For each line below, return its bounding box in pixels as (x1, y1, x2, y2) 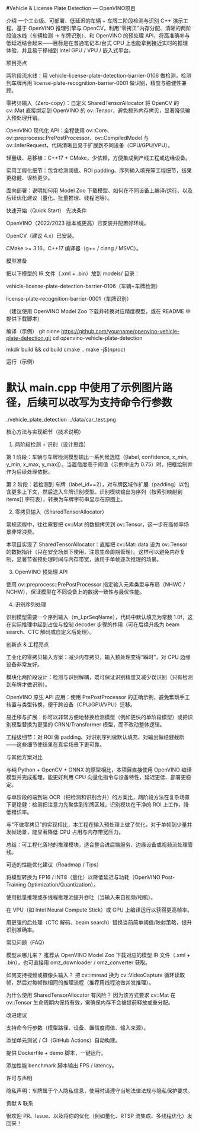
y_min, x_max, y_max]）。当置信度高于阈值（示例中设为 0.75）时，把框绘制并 (6, 461, 193, 468)
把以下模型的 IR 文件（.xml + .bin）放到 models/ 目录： (6, 270, 140, 277)
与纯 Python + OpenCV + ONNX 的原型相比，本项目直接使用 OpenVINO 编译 (6, 766, 192, 773)
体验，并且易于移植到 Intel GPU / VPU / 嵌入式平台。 (6, 47, 134, 54)
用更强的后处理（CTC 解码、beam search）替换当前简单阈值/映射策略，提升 (6, 919, 192, 926)
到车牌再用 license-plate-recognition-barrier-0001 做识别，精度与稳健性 (6, 79, 182, 87)
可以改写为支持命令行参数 (47, 396, 173, 410)
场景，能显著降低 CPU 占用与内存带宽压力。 (16, 828, 124, 836)
